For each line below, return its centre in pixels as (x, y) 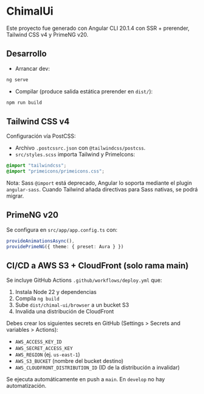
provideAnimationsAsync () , (40, 241)
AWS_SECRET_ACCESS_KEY (44, 349)
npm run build (24, 102)
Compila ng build (37, 299)
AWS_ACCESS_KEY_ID (38, 342)
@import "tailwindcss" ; (37, 166)
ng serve (17, 80)
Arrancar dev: (32, 68)
